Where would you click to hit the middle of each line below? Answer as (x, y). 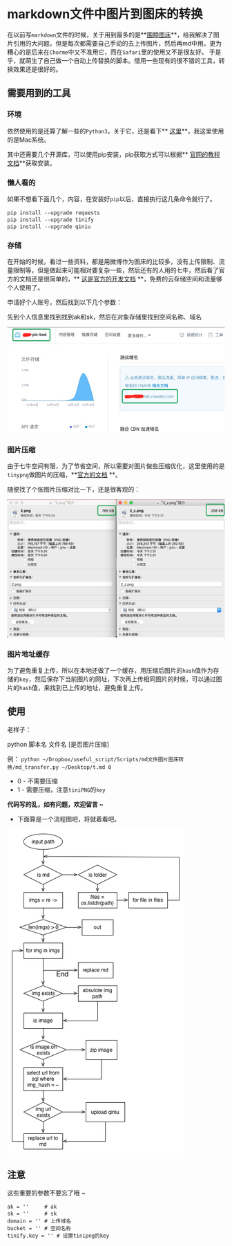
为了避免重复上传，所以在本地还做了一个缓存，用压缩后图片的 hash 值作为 (110, 671)
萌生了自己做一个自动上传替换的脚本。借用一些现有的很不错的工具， (122, 60)
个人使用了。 (25, 288)
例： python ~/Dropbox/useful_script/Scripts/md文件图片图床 (93, 759)
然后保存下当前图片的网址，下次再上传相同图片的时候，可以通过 (125, 679)
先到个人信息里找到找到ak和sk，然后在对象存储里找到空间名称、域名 (105, 317)
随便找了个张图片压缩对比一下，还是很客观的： (74, 490)
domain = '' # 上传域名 (39, 1221)
